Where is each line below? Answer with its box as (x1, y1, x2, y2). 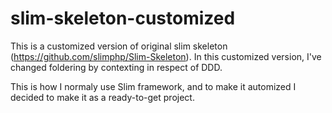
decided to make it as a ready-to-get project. (10, 91, 195, 103)
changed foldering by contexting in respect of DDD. (10, 61, 223, 73)
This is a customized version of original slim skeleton (10, 40, 228, 52)
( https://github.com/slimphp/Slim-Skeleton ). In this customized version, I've (10, 50, 322, 62)
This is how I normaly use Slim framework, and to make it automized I (10, 80, 297, 92)
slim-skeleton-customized (10, 7, 236, 30)
